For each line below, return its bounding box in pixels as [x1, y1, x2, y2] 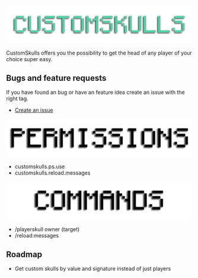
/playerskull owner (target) [14, 226, 80, 233]
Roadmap [6, 249, 43, 260]
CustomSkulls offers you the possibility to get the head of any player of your [6, 49, 193, 56]
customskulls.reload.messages [14, 169, 91, 176]
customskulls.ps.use [14, 163, 65, 170]
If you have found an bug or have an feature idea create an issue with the [6, 89, 185, 96]
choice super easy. [6, 56, 53, 63]
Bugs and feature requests [6, 73, 107, 83]
